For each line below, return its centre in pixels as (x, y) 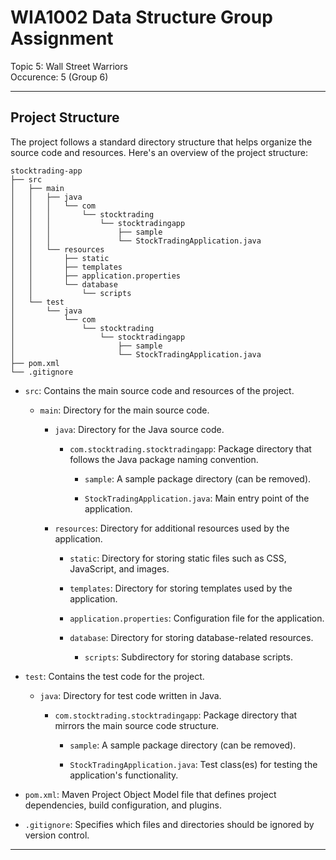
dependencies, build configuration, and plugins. (123, 805)
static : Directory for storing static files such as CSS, (178, 558)
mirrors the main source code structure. (137, 725)
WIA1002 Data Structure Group (141, 17)
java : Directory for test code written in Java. (130, 695)
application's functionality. (124, 775)
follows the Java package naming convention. (164, 459)
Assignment (62, 38)
